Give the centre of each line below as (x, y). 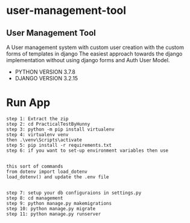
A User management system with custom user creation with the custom (95, 47)
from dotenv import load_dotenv (47, 172)
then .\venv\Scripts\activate (44, 140)
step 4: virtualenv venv (37, 134)
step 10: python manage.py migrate (51, 208)
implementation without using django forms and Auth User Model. (88, 60)
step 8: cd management (35, 198)
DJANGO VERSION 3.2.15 (46, 78)
